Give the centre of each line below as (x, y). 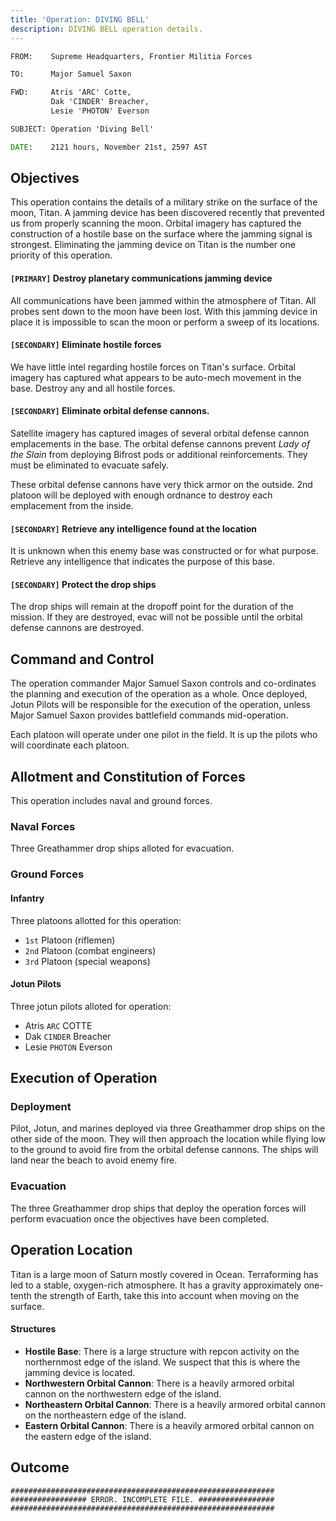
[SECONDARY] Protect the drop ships (83, 584)
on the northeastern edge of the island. (105, 1415)
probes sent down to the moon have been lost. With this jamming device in (164, 311)
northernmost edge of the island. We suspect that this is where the (162, 1362)
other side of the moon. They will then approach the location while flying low (168, 1139)
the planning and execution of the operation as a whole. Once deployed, (159, 694)
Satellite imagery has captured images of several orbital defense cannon (160, 433)
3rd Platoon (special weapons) (87, 961)
